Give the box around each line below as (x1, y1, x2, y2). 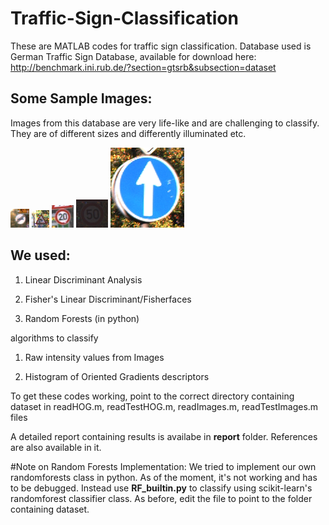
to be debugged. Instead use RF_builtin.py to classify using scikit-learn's (10, 482, 313, 494)
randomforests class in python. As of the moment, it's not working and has (10, 471, 318, 483)
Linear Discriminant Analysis (24, 273, 143, 286)
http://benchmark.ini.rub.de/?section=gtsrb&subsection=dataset (10, 61, 277, 73)
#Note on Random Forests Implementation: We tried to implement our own (10, 460, 317, 472)
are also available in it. (10, 441, 102, 453)
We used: (10, 247, 71, 264)
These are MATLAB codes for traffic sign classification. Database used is (10, 40, 312, 52)
